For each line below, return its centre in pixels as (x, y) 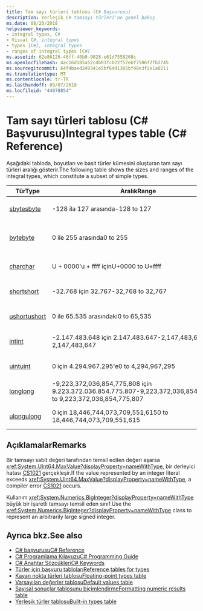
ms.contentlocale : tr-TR (37, 79)
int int (17, 341)
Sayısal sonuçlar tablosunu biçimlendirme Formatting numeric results (100, 589)
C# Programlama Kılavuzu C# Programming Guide (77, 557)
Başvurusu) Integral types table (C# (97, 134)
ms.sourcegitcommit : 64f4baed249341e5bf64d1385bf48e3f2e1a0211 (88, 68)
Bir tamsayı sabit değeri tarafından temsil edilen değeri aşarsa (83, 460)
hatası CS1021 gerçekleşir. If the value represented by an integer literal (93, 472)
